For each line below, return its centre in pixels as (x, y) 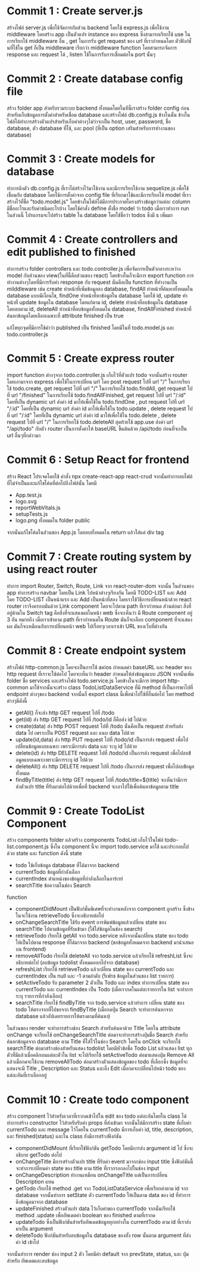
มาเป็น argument (34, 1229)
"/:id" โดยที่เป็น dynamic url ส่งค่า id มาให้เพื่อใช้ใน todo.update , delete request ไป (100, 408)
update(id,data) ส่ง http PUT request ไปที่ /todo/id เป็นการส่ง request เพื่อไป (102, 739)
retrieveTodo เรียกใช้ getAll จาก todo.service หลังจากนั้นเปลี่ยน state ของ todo (102, 936)
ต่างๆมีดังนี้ (17, 701)
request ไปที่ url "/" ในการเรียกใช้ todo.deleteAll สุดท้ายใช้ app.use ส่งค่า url (90, 422)
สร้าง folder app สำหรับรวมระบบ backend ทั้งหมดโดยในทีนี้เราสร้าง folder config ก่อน (98, 108)
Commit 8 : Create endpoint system (96, 650)
